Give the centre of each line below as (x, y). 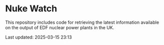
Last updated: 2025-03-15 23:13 (39, 37)
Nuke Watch (31, 9)
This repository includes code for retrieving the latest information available (82, 22)
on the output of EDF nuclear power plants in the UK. (60, 27)
